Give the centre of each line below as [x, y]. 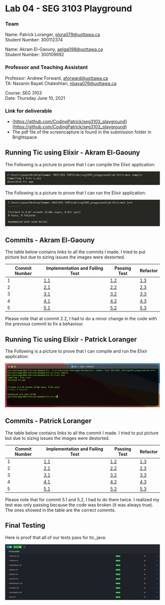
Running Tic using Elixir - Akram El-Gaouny [73, 153]
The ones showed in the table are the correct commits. [61, 510]
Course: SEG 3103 [24, 93]
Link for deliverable [29, 111]
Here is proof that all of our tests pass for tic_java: [56, 537]
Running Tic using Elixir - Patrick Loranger [71, 339]
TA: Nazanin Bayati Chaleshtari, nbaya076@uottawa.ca [61, 83]
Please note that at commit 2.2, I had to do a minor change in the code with [81, 319]
